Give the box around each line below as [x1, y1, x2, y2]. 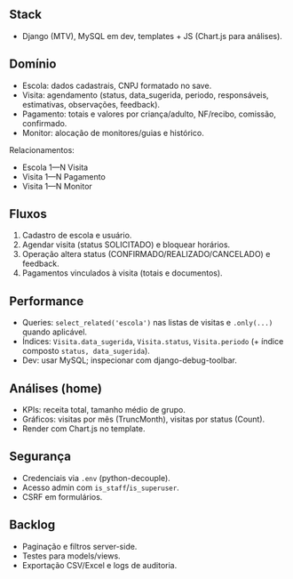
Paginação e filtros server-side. [21, 541, 138, 551]
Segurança [9, 449, 71, 464]
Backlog [9, 518, 56, 533]
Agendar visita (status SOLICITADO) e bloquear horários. [21, 239, 231, 250]
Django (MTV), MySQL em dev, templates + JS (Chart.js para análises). [21, 30, 282, 41]
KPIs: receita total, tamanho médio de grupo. [21, 405, 186, 415]
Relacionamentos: [9, 144, 75, 155]
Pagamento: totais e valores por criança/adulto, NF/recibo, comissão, [21, 109, 277, 119]
